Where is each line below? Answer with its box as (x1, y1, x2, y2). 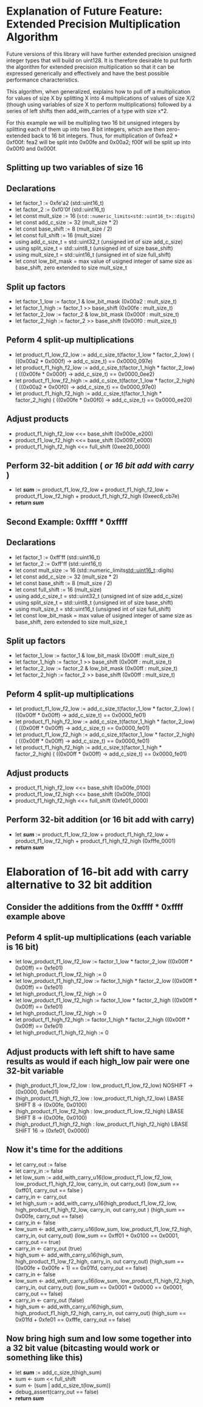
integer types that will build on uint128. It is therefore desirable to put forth (6, 57, 192, 64)
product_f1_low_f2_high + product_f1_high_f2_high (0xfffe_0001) (15, 837, 176, 844)
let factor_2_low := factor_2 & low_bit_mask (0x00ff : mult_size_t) (15, 665, 178, 672)
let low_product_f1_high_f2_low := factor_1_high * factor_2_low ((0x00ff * (15, 978, 198, 985)
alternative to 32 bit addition (6, 878, 153, 892)
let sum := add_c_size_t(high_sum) (15, 1369, 102, 1376)
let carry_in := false (15, 1167, 64, 1175)
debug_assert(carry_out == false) (15, 1388, 99, 1395)
